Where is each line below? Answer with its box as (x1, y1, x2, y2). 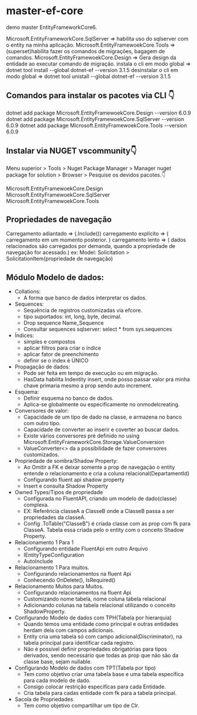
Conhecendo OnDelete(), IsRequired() (23, 577, 116, 584)
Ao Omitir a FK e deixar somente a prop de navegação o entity (23, 463, 175, 471)
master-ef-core (6, 4, 84, 18)
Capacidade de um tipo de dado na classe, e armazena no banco (23, 413, 182, 420)
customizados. (23, 451, 60, 458)
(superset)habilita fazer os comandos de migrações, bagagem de (6, 47, 165, 54)
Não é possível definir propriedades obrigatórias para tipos (23, 645, 167, 653)
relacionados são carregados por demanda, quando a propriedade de (6, 243, 176, 250)
